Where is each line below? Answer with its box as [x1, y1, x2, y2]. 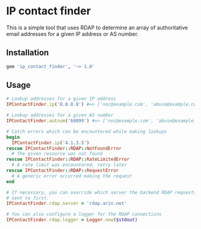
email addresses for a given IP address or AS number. [6, 30, 139, 37]
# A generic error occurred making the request [11, 173, 133, 179]
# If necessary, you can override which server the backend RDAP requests [6, 190, 197, 196]
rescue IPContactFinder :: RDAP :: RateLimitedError [6, 157, 130, 163]
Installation [6, 48, 49, 58]
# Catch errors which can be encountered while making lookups [6, 129, 167, 135]
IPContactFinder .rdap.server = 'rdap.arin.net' [6, 200, 127, 207]
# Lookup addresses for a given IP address [6, 96, 117, 102]
